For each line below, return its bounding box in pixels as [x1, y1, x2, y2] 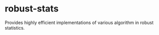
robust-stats [5, 3, 59, 14]
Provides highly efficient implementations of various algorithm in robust [5, 19, 154, 25]
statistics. [5, 24, 25, 30]
